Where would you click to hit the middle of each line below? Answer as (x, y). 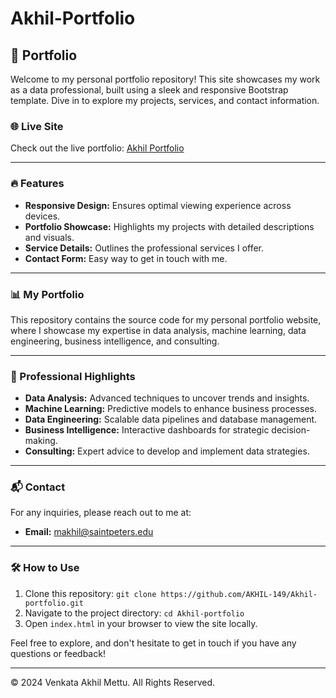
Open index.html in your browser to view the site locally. (141, 623)
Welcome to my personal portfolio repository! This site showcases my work (165, 79)
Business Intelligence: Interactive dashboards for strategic (147, 430)
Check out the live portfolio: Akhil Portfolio (97, 148)
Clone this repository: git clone (90, 593)
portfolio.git (54, 603)
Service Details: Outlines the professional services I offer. (144, 248)
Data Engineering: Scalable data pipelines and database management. (171, 419)
